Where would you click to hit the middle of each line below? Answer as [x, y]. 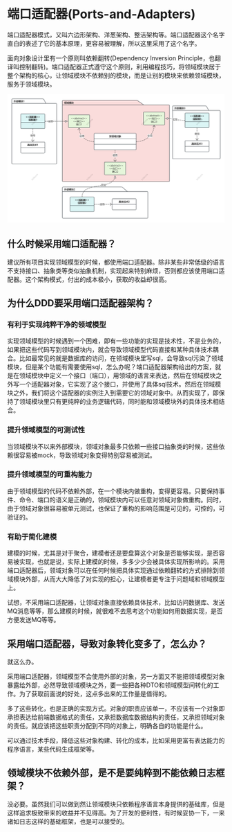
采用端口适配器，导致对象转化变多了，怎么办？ [107, 644]
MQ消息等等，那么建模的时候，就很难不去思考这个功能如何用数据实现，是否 [115, 611]
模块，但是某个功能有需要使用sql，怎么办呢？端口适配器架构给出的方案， [111, 367]
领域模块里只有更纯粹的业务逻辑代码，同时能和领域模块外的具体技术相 [119, 402]
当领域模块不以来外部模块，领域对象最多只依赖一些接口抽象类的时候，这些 [113, 446]
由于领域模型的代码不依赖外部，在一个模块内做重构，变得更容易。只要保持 [113, 491]
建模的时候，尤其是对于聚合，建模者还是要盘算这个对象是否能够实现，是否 [113, 553]
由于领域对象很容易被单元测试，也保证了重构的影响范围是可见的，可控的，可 [116, 508]
